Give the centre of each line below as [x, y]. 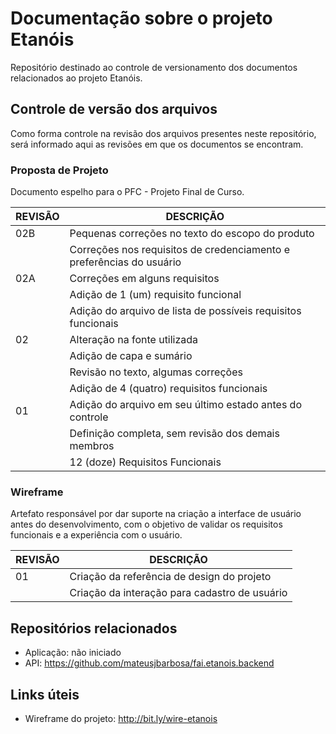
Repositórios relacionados [94, 628]
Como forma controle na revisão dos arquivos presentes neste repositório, [163, 133]
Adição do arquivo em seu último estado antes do [186, 405]
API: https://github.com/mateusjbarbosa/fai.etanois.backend [149, 663]
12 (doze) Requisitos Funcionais [145, 462]
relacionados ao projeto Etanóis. [76, 78]
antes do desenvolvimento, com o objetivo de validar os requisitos [146, 524]
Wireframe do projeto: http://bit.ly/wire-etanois [121, 718]
